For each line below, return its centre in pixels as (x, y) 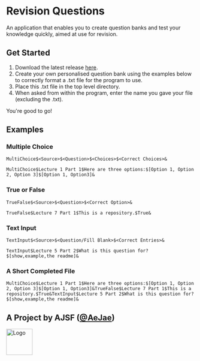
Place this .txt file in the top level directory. (67, 86)
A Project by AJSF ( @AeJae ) (60, 318)
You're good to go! (29, 111)
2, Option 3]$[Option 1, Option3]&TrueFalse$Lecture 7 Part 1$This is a (99, 289)
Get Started (28, 53)
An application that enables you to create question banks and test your (93, 28)
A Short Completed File (41, 271)
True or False (26, 190)
